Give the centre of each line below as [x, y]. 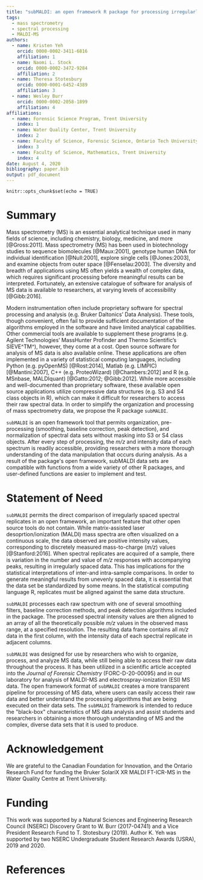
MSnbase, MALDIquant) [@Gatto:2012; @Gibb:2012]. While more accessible [101, 378]
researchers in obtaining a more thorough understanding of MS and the [95, 718]
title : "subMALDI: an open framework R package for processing [88, 12]
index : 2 [28, 136]
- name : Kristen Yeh [37, 46]
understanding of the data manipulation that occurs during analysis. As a [97, 455]
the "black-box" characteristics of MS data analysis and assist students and [101, 711]
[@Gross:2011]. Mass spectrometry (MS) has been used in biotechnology [97, 245]
